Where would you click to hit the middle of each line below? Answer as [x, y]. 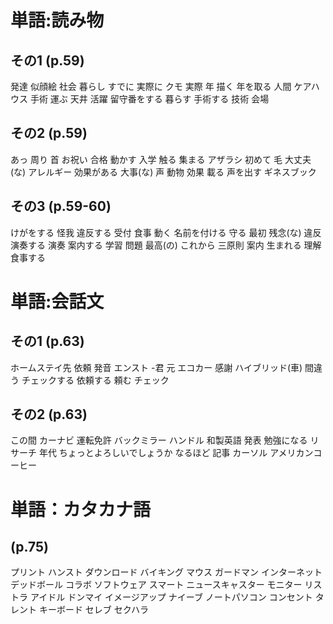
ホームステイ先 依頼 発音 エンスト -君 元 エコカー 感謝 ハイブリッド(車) [156, 367]
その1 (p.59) [47, 60]
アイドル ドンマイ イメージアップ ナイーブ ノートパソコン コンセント [171, 597]
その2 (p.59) [49, 133]
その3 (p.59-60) [61, 206]
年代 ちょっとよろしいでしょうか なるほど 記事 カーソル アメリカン [176, 453]
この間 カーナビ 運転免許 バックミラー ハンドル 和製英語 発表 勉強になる [159, 440]
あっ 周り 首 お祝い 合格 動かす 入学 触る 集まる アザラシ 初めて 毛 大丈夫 [161, 159]
